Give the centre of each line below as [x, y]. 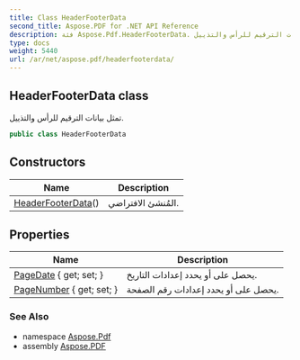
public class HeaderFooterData [68, 134]
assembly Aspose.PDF [64, 346]
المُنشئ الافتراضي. [143, 202]
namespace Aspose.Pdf [66, 336]
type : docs [30, 43]
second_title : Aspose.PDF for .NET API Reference [104, 26]
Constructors [48, 162]
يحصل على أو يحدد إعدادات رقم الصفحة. [203, 290]
